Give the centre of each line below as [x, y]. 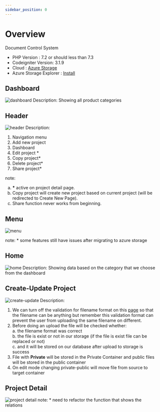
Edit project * [26, 153]
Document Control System [32, 48]
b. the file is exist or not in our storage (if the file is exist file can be [80, 336]
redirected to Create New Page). [45, 198]
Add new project [29, 142]
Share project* [27, 169]
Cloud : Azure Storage [35, 68]
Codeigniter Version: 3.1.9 [38, 63]
